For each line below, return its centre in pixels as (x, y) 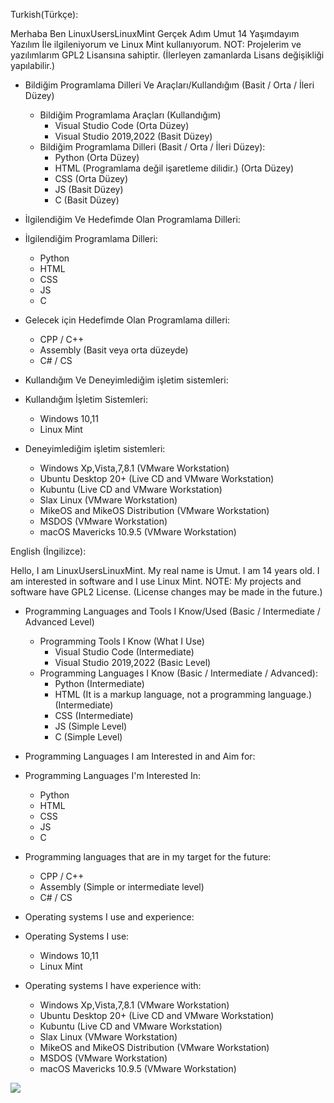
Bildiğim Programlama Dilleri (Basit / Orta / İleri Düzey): (152, 147)
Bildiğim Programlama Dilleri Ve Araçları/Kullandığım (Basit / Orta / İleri (169, 85)
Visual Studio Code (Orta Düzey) (122, 125)
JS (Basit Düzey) (89, 189)
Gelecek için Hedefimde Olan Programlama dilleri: (127, 320)
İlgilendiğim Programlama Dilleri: (91, 238)
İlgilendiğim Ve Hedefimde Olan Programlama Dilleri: (132, 219)
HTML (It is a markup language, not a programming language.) (183, 694)
